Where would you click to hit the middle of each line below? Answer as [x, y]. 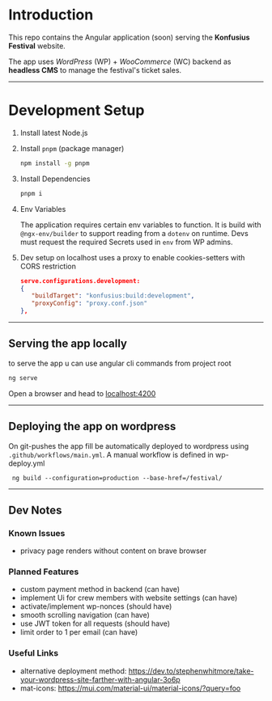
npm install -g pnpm [55, 163]
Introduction [51, 15]
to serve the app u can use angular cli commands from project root [120, 363]
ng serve [23, 378]
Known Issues [37, 533]
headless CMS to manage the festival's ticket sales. [95, 70]
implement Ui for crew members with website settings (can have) [129, 598]
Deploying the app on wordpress [92, 427]
